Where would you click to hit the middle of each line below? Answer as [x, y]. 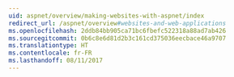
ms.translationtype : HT [49, 46]
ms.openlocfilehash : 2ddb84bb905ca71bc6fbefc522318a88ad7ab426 [117, 30]
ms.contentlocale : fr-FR [50, 53]
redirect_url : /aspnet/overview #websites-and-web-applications [117, 23]
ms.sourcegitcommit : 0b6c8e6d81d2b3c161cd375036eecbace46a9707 [117, 38]
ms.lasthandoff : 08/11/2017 [56, 61]
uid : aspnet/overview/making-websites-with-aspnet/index [106, 16]
